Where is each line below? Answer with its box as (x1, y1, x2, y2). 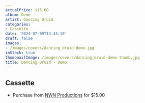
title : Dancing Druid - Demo (5, 60, 67, 65)
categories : (5, 21, 31, 27)
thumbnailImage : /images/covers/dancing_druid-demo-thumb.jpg (5, 55, 140, 60)
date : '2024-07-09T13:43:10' (5, 31, 67, 36)
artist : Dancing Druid (5, 17, 53, 22)
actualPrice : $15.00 (5, 7, 49, 13)
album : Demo (5, 12, 31, 17)
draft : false (5, 36, 33, 41)
